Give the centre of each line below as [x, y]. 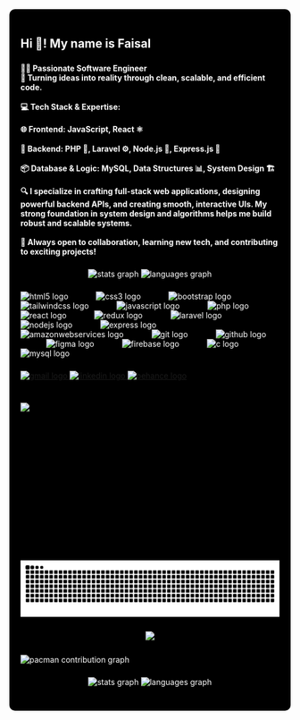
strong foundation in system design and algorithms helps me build [146, 214]
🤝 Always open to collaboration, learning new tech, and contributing [150, 242]
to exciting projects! [58, 252]
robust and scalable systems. [77, 224]
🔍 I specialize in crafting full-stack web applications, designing [141, 191]
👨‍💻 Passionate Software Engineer [84, 68]
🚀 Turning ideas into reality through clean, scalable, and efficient [143, 78]
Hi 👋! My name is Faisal [86, 44]
